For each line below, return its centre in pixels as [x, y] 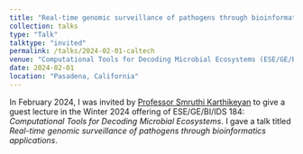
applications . [34, 140]
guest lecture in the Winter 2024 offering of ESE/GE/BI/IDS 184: [127, 111]
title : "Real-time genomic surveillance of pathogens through [129, 18]
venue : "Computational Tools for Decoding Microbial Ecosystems [133, 59]
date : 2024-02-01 [42, 68]
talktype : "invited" [48, 43]
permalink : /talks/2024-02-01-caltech [82, 51]
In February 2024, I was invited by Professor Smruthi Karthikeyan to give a [147, 102]
